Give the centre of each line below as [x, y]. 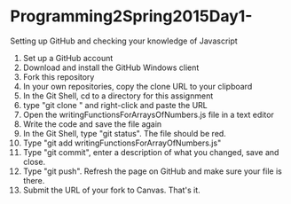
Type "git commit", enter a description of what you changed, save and [151, 152]
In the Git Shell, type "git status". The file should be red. [125, 133]
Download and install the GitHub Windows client [111, 67]
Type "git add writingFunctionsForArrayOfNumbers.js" [122, 143]
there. [34, 180]
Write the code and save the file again [92, 124]
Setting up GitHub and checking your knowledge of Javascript [124, 41]
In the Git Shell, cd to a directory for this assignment [118, 96]
